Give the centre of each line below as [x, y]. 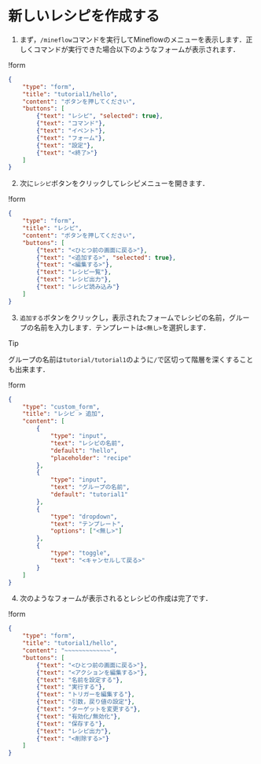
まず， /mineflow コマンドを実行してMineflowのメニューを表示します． [132, 39]
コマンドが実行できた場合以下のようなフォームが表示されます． [136, 49]
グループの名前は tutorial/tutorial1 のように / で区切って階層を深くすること [131, 359]
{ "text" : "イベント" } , [71, 131]
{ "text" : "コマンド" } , [71, 124]
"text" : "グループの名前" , [90, 488]
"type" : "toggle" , [80, 553]
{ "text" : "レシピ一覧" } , [74, 273]
